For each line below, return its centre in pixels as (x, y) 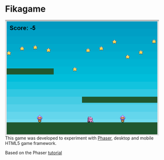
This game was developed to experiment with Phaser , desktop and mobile (79, 138)
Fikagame (25, 9)
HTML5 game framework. (31, 143)
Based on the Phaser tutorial (34, 153)
